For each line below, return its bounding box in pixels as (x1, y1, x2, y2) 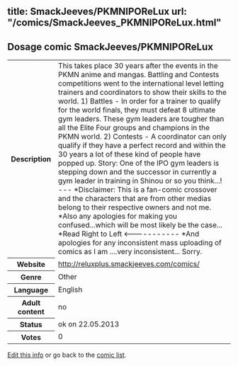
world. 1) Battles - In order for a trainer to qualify (57, 96, 221, 106)
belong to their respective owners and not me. (57, 202, 211, 212)
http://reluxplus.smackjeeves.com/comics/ (57, 258, 200, 268)
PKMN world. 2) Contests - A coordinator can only (57, 132, 227, 142)
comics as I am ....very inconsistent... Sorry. (57, 247, 203, 257)
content (17, 307, 45, 316)
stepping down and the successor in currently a (57, 167, 217, 177)
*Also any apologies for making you (57, 212, 178, 222)
